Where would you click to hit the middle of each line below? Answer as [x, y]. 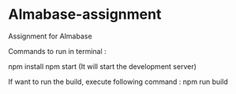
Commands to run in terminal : [57, 51]
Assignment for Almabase [50, 36]
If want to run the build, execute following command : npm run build [118, 81]
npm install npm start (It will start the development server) [103, 66]
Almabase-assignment [85, 14]
